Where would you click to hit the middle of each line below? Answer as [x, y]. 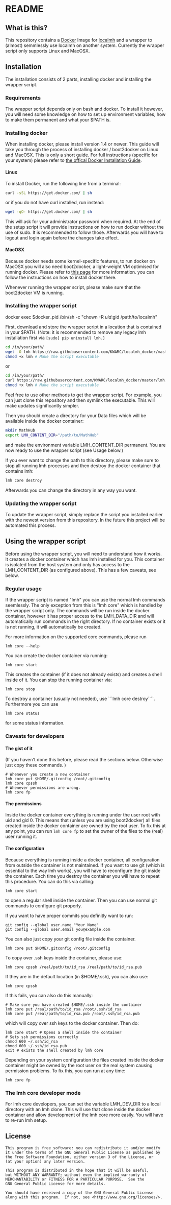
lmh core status [22, 714]
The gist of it [19, 748]
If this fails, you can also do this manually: [49, 995]
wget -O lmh [18, 352]
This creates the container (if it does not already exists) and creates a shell [83, 674]
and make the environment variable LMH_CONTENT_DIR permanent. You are [85, 445]
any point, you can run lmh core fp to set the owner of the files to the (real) [84, 831]
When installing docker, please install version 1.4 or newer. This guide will [82, 144]
